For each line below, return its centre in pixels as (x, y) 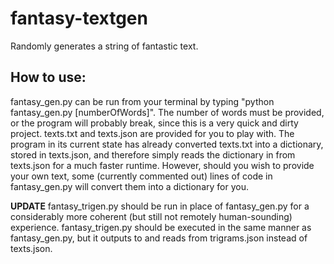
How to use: (48, 77)
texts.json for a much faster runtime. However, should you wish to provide (162, 165)
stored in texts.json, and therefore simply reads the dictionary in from (153, 154)
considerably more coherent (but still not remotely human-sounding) (151, 216)
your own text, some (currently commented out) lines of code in (141, 176)
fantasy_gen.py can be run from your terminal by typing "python (142, 101)
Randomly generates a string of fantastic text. (104, 46)
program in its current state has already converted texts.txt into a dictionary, (167, 144)
